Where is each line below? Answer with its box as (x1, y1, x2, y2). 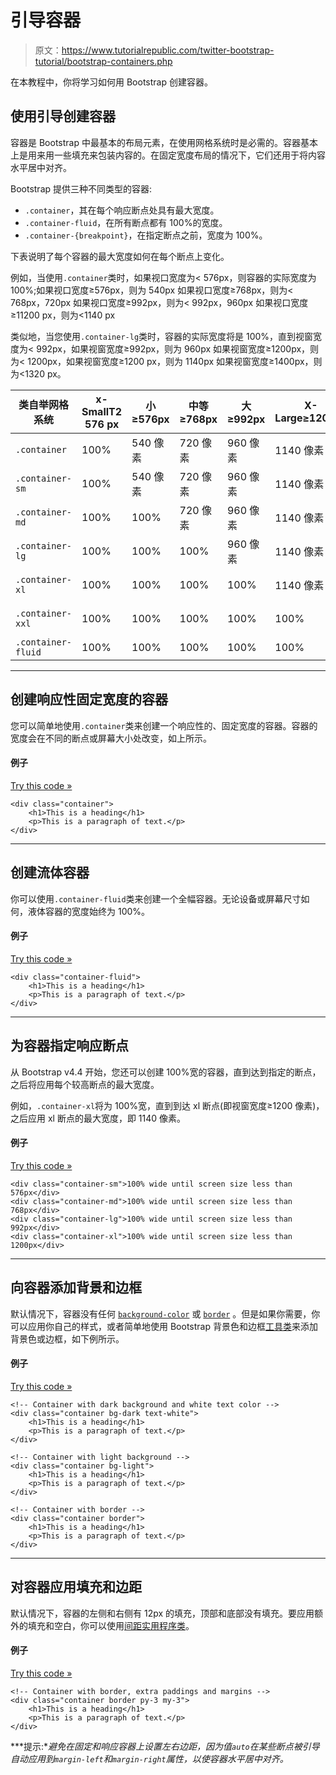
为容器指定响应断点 (10, 1037, 129, 1055)
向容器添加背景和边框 (10, 1279, 142, 1296)
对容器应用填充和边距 (10, 1579, 142, 1596)
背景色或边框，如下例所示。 (10, 1332, 125, 1345)
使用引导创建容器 (10, 108, 116, 125)
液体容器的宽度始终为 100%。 (27, 905, 151, 917)
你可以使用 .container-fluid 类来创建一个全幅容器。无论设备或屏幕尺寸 (10, 892, 302, 905)
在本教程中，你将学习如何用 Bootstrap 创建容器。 (10, 76, 213, 88)
